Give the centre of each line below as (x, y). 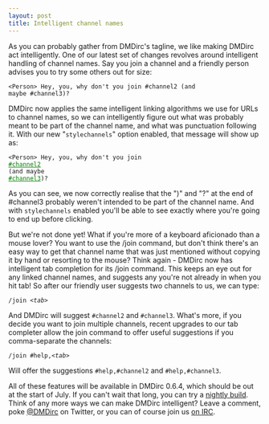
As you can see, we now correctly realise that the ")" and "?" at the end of (131, 193)
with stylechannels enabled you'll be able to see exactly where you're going (134, 210)
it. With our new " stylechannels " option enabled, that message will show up (134, 134)
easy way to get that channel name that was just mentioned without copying (134, 251)
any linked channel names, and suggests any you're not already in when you (135, 277)
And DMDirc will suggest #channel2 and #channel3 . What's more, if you (125, 315)
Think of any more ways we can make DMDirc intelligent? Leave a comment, (134, 403)
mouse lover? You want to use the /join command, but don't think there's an (133, 243)
